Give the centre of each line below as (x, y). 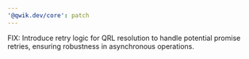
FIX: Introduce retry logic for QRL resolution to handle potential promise (124, 38)
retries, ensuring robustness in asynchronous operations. (101, 46)
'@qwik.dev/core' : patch (48, 15)
